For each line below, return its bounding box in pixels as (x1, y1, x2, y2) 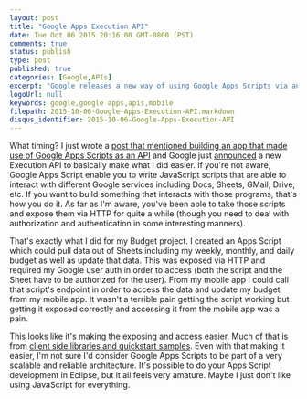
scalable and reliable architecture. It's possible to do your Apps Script (9, 360, 271, 371)
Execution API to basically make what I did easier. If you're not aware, (9, 160, 271, 171)
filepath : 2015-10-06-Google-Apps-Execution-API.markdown (9, 107, 235, 116)
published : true (9, 65, 71, 74)
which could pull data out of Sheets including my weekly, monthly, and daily (9, 246, 295, 257)
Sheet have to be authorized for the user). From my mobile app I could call (9, 275, 290, 286)
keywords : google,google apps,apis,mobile (9, 98, 174, 108)
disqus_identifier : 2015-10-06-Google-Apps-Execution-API (9, 115, 235, 124)
